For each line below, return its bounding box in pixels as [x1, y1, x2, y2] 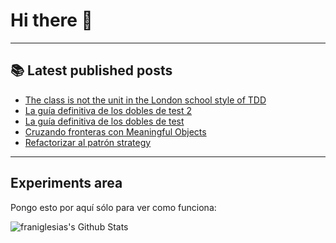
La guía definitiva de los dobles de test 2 [24, 104, 193, 116]
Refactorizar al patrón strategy [24, 136, 152, 148]
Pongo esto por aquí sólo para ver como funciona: [10, 201, 217, 213]
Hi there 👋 [10, 9, 93, 32]
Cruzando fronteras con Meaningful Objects [24, 125, 207, 138]
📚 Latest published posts [10, 62, 173, 79]
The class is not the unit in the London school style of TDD [24, 94, 267, 106]
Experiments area [10, 175, 123, 192]
